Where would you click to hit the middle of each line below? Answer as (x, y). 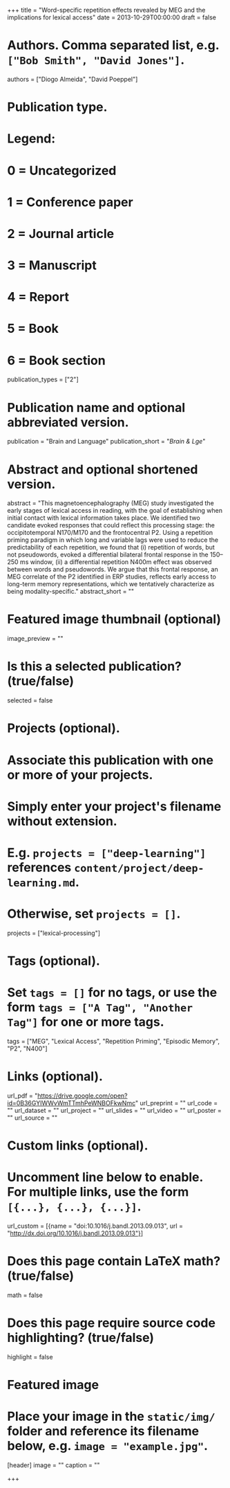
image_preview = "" (35, 639)
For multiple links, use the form (98, 1192)
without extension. (62, 821)
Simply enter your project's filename (114, 806)
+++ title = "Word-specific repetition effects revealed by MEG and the (106, 10)
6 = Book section (56, 360)
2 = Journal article (61, 234)
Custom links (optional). (78, 1146)
